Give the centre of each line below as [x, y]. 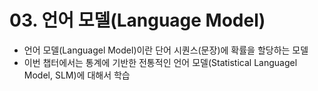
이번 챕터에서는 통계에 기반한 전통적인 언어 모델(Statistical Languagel [160, 62]
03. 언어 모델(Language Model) [137, 20]
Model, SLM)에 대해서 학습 [77, 75]
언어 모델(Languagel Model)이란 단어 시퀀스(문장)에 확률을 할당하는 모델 [166, 50]
